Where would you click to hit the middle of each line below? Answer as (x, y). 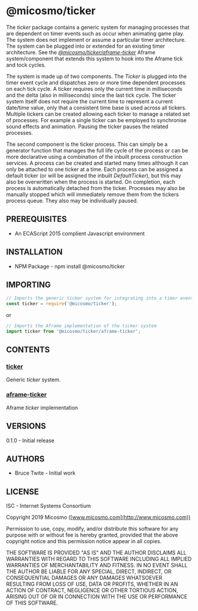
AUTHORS (26, 459)
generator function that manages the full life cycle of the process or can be (97, 150)
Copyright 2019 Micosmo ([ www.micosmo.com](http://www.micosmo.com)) (98, 517)
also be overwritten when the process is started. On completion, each (91, 182)
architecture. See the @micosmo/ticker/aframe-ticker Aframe (81, 52)
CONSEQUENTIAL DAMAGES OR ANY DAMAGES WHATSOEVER (84, 578)
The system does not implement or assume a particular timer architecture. (96, 40)
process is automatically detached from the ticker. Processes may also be (96, 188)
